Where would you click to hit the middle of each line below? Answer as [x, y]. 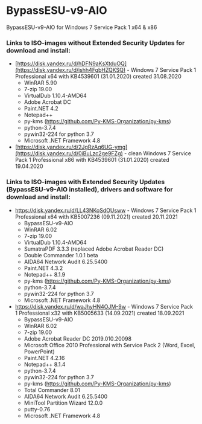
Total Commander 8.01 [52, 390]
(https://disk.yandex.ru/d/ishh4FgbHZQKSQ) [70, 70]
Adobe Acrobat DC [47, 102]
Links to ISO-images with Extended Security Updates [86, 182]
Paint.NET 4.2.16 [44, 358]
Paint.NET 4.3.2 [43, 268]
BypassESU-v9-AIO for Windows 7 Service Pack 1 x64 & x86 [82, 27]
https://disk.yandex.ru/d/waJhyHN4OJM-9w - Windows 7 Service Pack [104, 306]
